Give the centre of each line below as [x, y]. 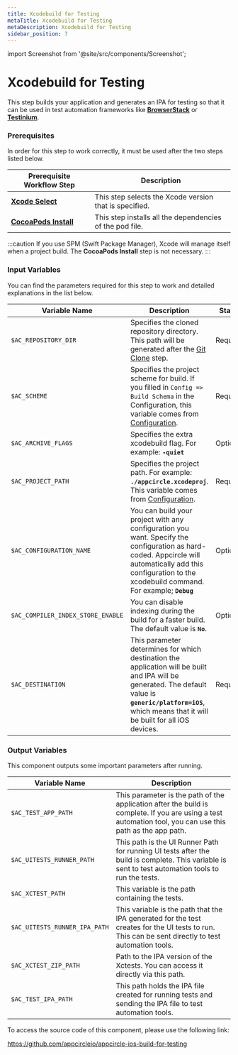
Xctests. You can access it [159, 966]
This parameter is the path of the [170, 795]
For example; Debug [161, 590]
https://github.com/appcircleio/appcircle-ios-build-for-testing [97, 1044]
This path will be [158, 340]
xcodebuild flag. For [163, 443]
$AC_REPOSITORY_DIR [44, 340]
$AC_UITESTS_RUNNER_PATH [53, 860]
